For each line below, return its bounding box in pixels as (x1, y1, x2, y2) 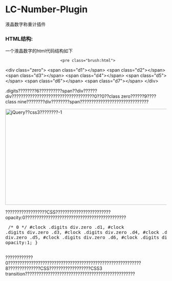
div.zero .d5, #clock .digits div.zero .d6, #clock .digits (5, 234, 160, 241)
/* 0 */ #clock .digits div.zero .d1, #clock (8, 224, 124, 230)
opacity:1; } (5, 240, 38, 246)
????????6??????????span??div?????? (17, 88, 97, 94)
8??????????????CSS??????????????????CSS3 (5, 265, 102, 272)
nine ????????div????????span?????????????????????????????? (17, 99, 149, 105)
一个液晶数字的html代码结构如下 (5, 48, 73, 54)
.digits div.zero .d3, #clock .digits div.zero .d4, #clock (5, 229, 160, 235)
